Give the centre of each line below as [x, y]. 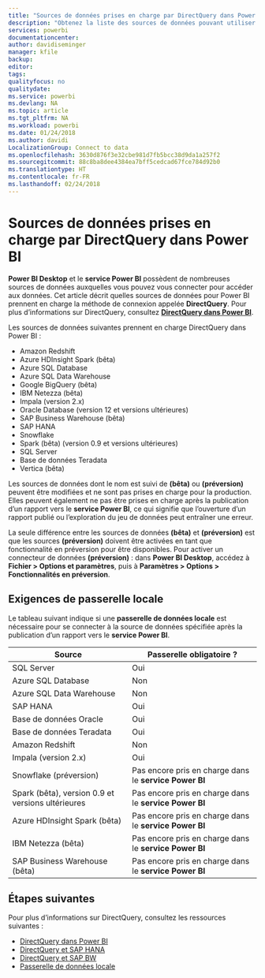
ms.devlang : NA [33, 103]
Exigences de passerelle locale [86, 599]
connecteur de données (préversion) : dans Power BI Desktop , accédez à [129, 558]
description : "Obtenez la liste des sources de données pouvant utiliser [132, 23]
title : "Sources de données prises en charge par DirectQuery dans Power [132, 15]
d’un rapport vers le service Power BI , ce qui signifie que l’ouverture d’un [127, 509]
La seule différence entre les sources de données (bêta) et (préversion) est [131, 532]
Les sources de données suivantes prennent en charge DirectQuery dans [127, 327]
